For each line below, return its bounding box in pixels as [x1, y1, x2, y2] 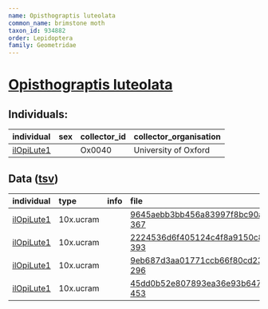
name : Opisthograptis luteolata [8, 11, 116, 20]
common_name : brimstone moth [8, 19, 105, 27]
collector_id [80, 131, 126, 142]
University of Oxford [133, 145, 210, 156]
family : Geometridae [8, 42, 77, 50]
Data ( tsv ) [8, 172, 59, 185]
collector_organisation [133, 131, 221, 142]
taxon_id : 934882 [8, 26, 66, 34]
